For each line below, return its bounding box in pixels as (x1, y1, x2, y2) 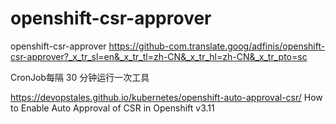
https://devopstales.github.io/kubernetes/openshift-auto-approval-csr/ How (10, 91, 323, 103)
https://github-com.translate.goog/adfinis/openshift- (108, 40, 326, 52)
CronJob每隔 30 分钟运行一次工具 (10, 71, 150, 83)
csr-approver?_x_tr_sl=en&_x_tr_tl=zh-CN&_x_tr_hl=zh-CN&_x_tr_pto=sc (10, 50, 308, 62)
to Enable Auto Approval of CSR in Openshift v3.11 (10, 102, 215, 114)
